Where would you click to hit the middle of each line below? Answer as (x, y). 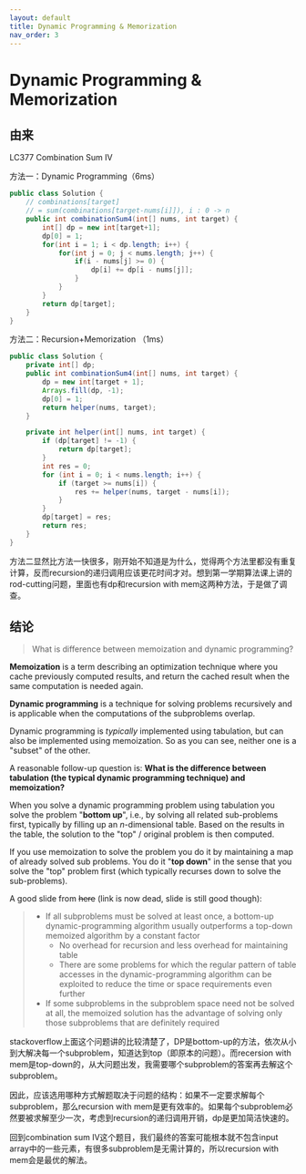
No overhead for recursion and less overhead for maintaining (173, 945)
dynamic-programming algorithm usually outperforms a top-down (169, 926)
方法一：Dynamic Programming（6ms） (84, 176)
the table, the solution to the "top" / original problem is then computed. (142, 834)
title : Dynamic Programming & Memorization (93, 26)
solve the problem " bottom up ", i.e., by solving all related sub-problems (144, 815)
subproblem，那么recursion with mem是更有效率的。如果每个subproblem (147, 1107)
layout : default (40, 18)
